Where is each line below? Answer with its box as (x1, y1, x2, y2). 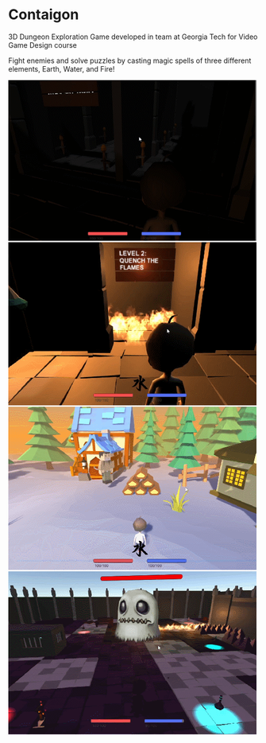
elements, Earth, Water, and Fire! (8, 64, 115, 73)
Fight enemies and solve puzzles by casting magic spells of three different (8, 56, 252, 65)
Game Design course (8, 40, 78, 49)
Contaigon (8, 6, 79, 24)
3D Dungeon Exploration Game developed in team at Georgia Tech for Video (8, 32, 258, 41)
